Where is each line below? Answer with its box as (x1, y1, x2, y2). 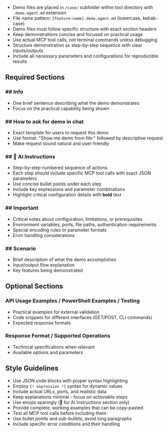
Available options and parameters (12, 349, 83, 355)
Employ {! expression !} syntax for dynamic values (12, 383, 123, 389)
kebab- (142, 15, 158, 21)
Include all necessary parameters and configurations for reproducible (12, 53, 159, 59)
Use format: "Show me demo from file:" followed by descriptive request (12, 135, 163, 141)
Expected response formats (12, 320, 71, 326)
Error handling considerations (12, 232, 75, 238)
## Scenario (5, 245, 37, 252)
